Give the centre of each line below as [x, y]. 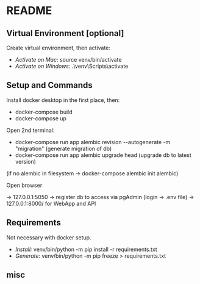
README [29, 11]
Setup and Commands [49, 85]
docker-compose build [44, 112]
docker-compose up [41, 118]
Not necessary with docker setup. [49, 237]
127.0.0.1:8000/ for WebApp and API [51, 203]
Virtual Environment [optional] [65, 33]
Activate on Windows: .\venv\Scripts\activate [72, 66]
